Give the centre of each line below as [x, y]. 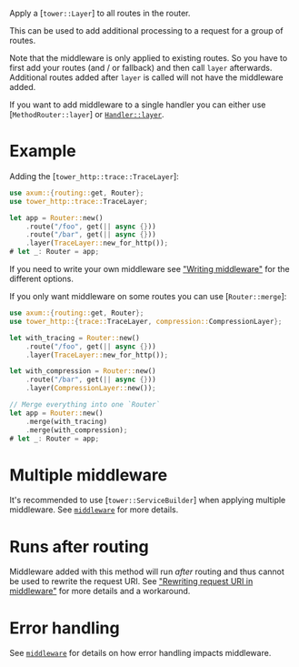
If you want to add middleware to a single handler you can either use [138, 105]
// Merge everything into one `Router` [85, 405]
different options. [42, 279]
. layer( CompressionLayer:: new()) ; [91, 389]
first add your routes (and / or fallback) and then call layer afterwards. [141, 68]
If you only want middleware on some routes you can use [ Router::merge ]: [148, 297]
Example [43, 152]
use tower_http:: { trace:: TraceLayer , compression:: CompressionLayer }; [146, 321]
